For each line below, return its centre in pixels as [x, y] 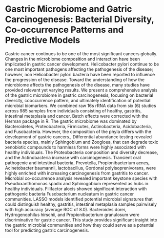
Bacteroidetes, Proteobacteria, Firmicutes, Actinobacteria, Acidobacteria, [79, 126]
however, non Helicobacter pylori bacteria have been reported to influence [80, 74]
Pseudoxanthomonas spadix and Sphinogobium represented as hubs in [77, 183]
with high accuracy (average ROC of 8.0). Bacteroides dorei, [66, 209]
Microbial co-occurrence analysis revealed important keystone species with [81, 178]
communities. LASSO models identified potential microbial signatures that [79, 199]
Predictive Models [43, 40]
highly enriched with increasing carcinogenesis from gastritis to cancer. [77, 173]
